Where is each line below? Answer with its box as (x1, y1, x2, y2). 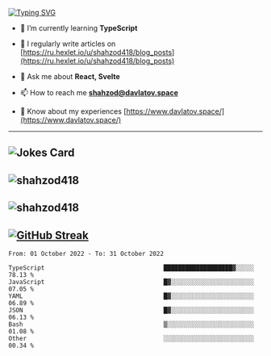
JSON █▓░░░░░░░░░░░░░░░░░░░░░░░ (8, 306, 254, 314)
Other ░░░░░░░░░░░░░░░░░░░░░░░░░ (8, 334, 254, 342)
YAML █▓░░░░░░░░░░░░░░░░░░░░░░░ (8, 291, 254, 300)
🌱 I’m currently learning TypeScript (19, 23, 138, 32)
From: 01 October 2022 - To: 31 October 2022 (8, 249, 164, 258)
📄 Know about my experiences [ (19, 107, 127, 116)
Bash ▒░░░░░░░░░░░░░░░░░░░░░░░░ (8, 320, 254, 329)
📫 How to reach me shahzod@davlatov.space (19, 88, 179, 97)
